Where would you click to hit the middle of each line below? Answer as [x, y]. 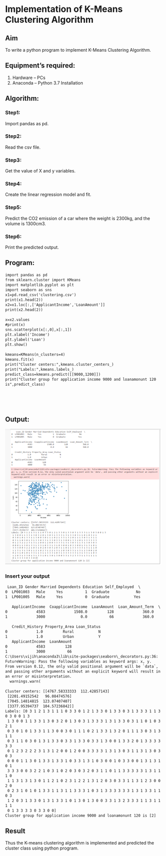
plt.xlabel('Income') [28, 335]
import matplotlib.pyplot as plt [40, 285]
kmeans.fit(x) [20, 359]
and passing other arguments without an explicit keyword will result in [83, 672]
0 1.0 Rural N [53, 632]
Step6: [13, 236]
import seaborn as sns [28, 290]
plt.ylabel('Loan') [25, 340]
